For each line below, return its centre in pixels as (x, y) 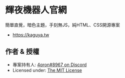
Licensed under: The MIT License (47, 70)
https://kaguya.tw (31, 35)
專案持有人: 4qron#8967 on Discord (49, 65)
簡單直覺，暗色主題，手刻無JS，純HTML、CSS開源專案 (63, 25)
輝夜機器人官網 (36, 10)
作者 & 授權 (22, 52)
